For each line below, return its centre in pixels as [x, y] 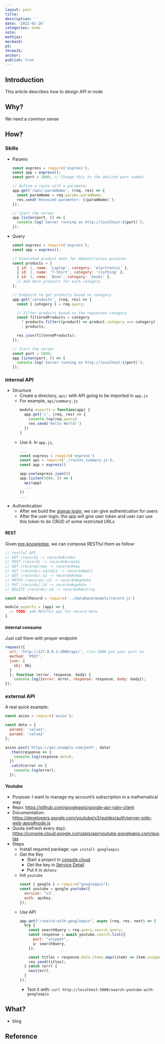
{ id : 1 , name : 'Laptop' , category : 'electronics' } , [73, 268]
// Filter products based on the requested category [72, 313]
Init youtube [31, 875]
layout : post [18, 10]
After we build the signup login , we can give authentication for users [89, 511]
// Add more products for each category [59, 282]
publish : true [20, 60]
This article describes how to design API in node [54, 92]
